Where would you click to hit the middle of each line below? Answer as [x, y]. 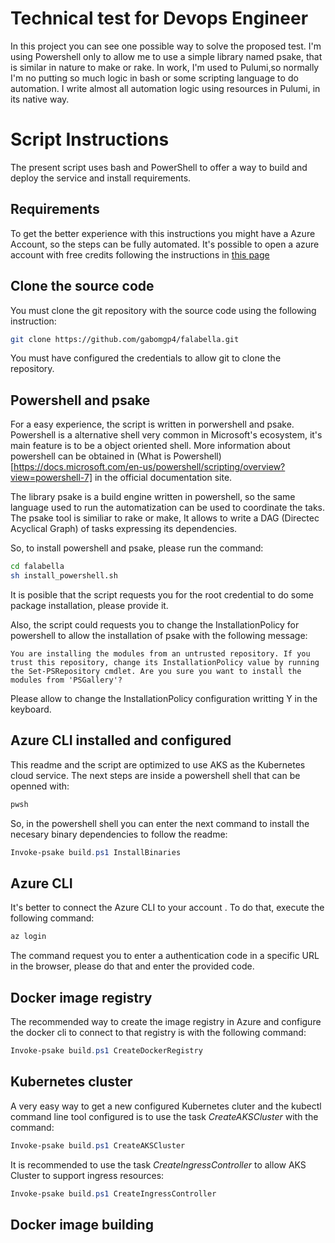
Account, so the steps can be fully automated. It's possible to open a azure [165, 244]
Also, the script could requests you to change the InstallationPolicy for [155, 624]
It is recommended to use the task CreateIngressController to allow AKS [158, 1164]
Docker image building [82, 1224]
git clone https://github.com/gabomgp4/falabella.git [125, 339]
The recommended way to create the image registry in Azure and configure [166, 1021]
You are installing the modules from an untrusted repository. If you [160, 653]
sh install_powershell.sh [64, 576]
